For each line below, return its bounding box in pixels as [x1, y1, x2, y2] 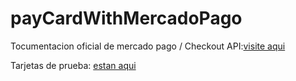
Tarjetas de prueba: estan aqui [10, 59, 137, 71]
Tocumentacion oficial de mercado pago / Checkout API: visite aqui [10, 40, 286, 52]
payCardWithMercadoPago [10, 7, 243, 30]
